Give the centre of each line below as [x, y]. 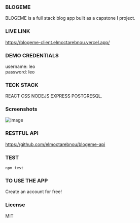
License [15, 205]
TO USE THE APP [27, 181]
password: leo [20, 71]
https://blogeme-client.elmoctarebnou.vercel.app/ [58, 42]
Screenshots [21, 109]
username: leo [20, 66]
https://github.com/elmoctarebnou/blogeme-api [55, 144]
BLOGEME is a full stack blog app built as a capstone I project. [70, 18]
